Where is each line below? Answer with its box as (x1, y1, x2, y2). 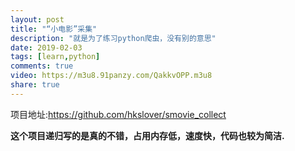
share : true (10, 80, 60, 90)
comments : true (10, 61, 74, 71)
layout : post (10, 14, 65, 25)
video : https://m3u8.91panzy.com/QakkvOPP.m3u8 (10, 71, 213, 81)
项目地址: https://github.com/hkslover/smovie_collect (10, 108, 227, 120)
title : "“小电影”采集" (10, 24, 98, 34)
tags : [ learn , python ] (10, 52, 101, 62)
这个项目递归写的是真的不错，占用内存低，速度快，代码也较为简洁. (10, 129, 285, 141)
